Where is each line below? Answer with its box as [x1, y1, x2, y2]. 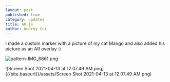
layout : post [5, 7, 33, 13]
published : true [5, 12, 40, 17]
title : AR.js [5, 21, 33, 27]
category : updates [5, 17, 45, 22]
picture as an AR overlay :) [5, 46, 62, 52]
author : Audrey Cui [5, 26, 47, 32]
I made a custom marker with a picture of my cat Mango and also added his [5, 40, 165, 46]
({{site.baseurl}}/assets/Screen [5, 71, 72, 77]
